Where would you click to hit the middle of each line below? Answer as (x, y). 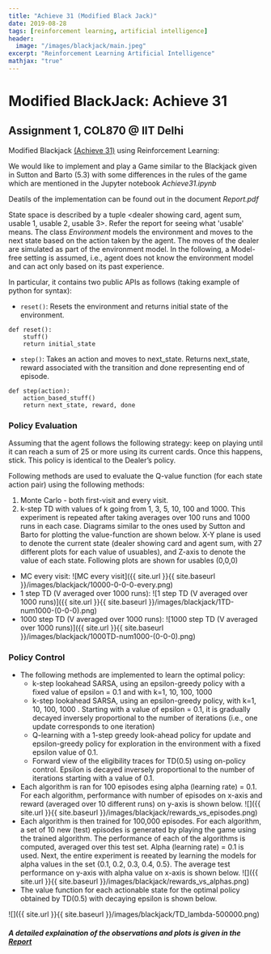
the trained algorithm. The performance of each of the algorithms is (133, 838)
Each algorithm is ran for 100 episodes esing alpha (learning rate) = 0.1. (138, 787)
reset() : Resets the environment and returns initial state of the (124, 306)
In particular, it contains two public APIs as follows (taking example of (124, 282)
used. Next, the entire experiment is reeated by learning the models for (138, 856)
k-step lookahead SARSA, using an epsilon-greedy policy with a (138, 684)
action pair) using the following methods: (76, 485)
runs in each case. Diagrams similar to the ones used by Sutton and (132, 526)
